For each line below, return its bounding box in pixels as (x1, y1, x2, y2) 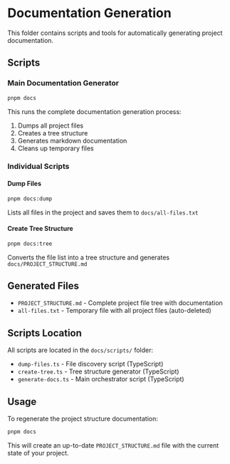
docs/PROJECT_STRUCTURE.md (7, 260, 88, 268)
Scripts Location (7, 326, 82, 339)
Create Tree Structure (7, 225, 73, 233)
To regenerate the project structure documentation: (7, 415, 158, 423)
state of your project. (7, 448, 69, 457)
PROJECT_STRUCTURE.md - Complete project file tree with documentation (17, 299, 223, 307)
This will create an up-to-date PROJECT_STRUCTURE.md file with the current (7, 440, 219, 450)
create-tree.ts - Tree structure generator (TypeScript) (17, 367, 179, 376)
